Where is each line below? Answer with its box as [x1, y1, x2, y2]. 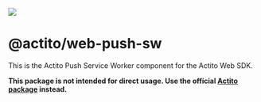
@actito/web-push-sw [8, 35, 162, 53]
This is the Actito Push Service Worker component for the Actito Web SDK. [8, 60, 253, 70]
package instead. [8, 84, 68, 94]
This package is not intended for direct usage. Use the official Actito [8, 76, 239, 85]
